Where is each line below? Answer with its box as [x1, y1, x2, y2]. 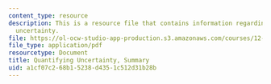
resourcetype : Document [8, 49, 89, 57]
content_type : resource [8, 11, 89, 20]
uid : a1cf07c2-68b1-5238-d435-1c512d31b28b [8, 64, 157, 72]
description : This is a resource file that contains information [8, 19, 232, 27]
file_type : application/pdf [8, 42, 103, 50]
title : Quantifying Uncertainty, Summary [8, 57, 150, 65]
